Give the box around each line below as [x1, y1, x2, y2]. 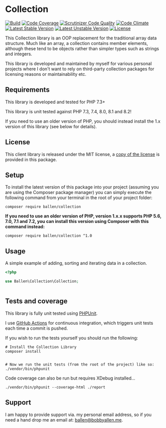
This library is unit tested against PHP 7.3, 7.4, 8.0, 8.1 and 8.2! [5, 108, 132, 114]
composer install [5, 349, 41, 354]
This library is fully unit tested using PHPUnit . [5, 310, 98, 316]
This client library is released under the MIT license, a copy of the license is [5, 151, 160, 157]
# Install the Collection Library [5, 344, 77, 350]
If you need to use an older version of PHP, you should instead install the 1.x [5, 118, 161, 124]
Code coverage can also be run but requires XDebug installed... [5, 375, 136, 381]
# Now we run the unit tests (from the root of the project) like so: [5, 362, 155, 367]
